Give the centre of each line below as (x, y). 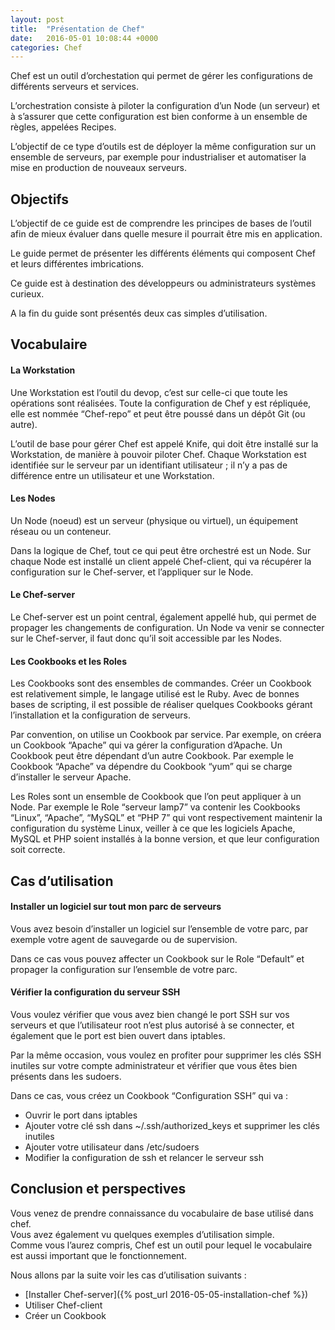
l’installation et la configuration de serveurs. (100, 715)
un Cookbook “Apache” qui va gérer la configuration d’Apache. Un (146, 745)
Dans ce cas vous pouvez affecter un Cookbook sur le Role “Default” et (157, 958)
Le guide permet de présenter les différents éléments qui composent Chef (163, 253)
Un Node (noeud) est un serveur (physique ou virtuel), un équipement (154, 520)
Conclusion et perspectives (98, 1189)
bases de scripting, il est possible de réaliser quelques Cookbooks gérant (161, 705)
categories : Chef (46, 47)
